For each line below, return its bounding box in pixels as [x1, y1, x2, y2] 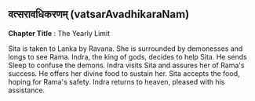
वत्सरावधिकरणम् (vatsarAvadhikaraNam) [8, 8, 190, 21]
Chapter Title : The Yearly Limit [8, 28, 111, 38]
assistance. [8, 85, 46, 95]
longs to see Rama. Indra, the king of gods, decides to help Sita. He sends [8, 52, 247, 61]
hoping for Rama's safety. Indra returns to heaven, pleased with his [8, 77, 225, 86]
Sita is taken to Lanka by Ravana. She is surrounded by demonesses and [8, 44, 243, 53]
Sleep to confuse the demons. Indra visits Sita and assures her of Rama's [8, 60, 245, 70]
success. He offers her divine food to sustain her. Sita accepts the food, [8, 68, 241, 78]
